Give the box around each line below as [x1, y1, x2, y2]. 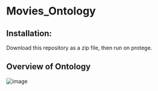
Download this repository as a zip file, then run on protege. [6, 44, 153, 51]
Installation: [6, 28, 52, 39]
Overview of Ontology [6, 61, 91, 72]
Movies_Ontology [6, 4, 96, 18]
